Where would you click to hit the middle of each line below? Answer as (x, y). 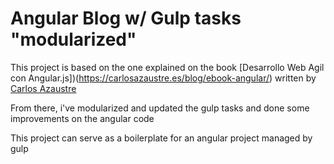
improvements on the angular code (82, 118)
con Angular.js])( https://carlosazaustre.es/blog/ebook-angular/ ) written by (163, 78)
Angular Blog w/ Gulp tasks (126, 18)
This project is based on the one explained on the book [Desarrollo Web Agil (167, 67)
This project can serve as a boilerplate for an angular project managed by (161, 138)
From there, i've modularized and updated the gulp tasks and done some (160, 108)
